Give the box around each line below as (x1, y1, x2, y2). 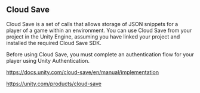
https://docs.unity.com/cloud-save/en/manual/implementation (6, 68, 159, 76)
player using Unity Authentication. (6, 57, 90, 64)
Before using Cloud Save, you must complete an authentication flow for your (6, 50, 194, 58)
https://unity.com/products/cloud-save (6, 80, 101, 87)
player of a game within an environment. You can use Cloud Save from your (6, 27, 192, 34)
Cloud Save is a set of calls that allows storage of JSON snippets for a (6, 20, 179, 27)
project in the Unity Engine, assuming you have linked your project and (6, 33, 180, 40)
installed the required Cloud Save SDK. (6, 39, 101, 46)
